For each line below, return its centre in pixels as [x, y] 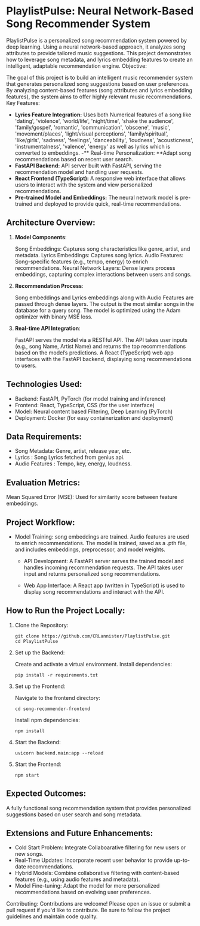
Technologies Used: [44, 384]
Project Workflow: [41, 522]
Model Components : [41, 237]
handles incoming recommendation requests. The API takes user [103, 567]
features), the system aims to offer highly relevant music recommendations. [99, 97]
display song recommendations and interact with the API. [94, 592]
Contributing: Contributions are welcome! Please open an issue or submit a [99, 904]
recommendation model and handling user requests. [79, 172]
